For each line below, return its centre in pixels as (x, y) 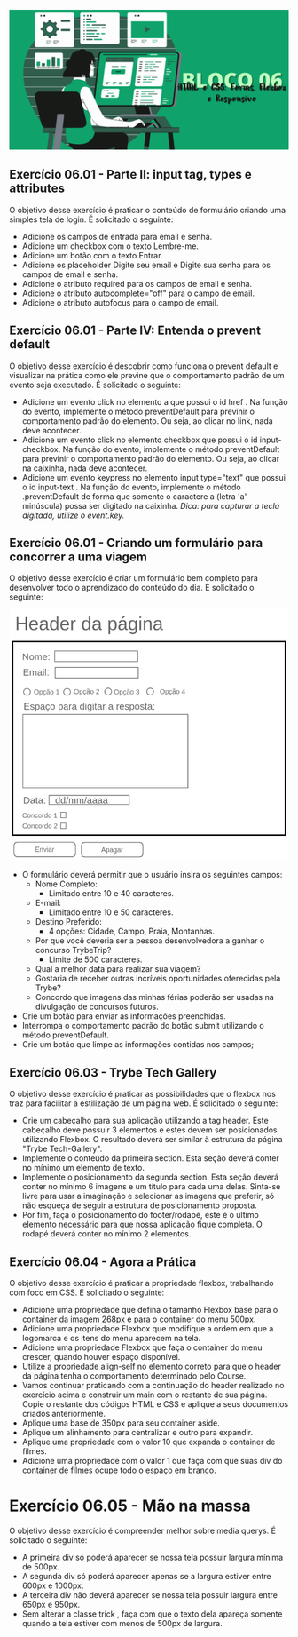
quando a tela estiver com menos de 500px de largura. (122, 1623)
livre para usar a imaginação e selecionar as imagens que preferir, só (148, 1196)
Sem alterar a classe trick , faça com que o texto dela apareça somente (152, 1614)
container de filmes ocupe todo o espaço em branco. (119, 1470)
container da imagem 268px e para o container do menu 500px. (139, 1319)
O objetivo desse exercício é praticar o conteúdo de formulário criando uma (148, 210)
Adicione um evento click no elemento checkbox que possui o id (140, 440)
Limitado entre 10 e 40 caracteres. (111, 894)
